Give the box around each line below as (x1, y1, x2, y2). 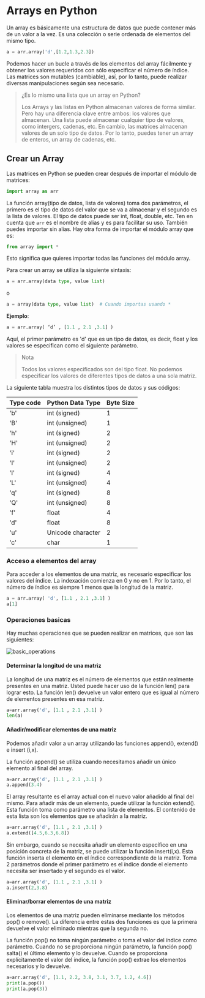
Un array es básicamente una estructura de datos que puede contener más (6, 24, 196, 31)
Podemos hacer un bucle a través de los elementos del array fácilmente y (6, 59, 192, 67)
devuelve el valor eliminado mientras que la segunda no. (6, 924, 149, 932)
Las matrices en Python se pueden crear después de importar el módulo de (6, 170, 197, 177)
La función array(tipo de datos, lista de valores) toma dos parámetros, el (6, 199, 188, 206)
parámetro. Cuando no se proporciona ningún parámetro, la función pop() (6, 943, 193, 950)
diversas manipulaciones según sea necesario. (6, 79, 125, 86)
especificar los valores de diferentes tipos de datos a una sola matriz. (21, 372, 197, 379)
